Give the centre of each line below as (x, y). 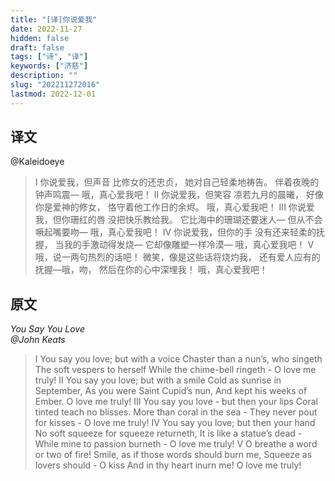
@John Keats (38, 340)
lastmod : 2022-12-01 (53, 94)
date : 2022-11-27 (46, 29)
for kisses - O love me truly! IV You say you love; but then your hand (175, 423)
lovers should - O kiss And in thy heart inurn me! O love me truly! (168, 465)
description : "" (44, 76)
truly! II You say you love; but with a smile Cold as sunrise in (158, 380)
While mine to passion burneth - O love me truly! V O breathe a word (176, 444)
